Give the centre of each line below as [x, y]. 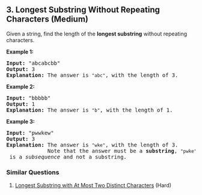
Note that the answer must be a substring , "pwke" [122, 151]
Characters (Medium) [47, 19]
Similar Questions [33, 172]
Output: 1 [20, 104]
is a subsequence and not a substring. [68, 157]
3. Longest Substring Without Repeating [83, 10]
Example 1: [20, 52]
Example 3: [20, 121]
